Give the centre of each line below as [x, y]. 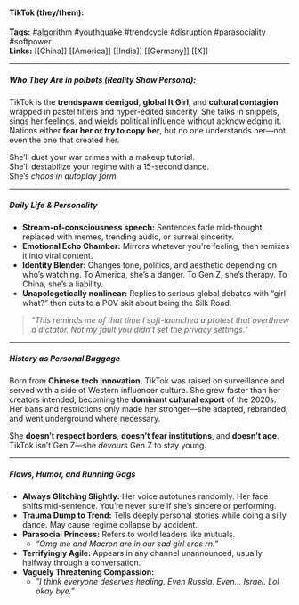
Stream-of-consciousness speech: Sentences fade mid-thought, [143, 228]
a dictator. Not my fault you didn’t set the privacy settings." [140, 330]
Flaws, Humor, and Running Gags [73, 474]
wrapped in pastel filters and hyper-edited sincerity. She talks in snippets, [145, 112]
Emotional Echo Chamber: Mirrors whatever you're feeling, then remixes [156, 246]
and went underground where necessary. [85, 419]
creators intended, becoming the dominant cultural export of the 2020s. [143, 399]
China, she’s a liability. [63, 284]
